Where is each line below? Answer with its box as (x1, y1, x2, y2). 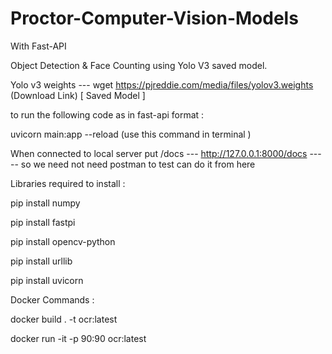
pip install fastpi (10, 216, 76, 228)
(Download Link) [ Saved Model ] (10, 89, 146, 101)
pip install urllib (10, 255, 73, 267)
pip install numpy (10, 197, 81, 209)
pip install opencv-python (10, 235, 116, 247)
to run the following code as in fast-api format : (10, 108, 205, 121)
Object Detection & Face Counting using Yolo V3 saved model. (10, 59, 268, 71)
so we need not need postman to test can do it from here (20, 158, 256, 170)
